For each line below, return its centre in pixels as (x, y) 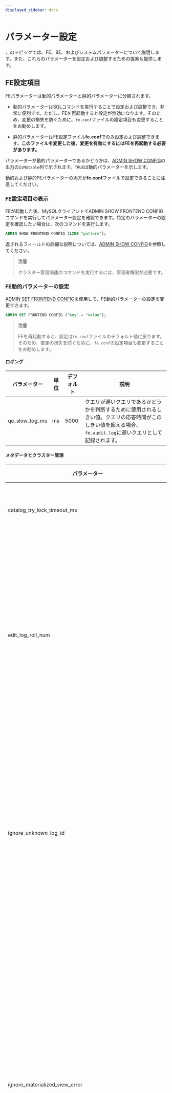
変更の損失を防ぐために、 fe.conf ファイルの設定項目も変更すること (93, 120)
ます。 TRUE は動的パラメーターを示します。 (106, 167)
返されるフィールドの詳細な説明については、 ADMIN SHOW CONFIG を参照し (86, 244)
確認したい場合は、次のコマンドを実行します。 (63, 224)
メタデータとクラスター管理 (35, 455)
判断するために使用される (126, 409)
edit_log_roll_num (29, 635)
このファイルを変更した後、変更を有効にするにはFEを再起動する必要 (94, 143)
